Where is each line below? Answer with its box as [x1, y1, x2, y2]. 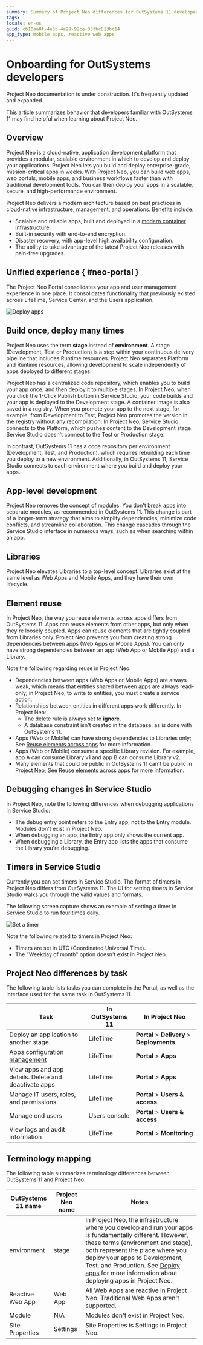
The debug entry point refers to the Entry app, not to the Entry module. [14, 818, 192, 825]
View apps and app [9, 1065, 64, 1074]
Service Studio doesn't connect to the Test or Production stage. [6, 431, 165, 438]
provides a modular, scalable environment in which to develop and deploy [6, 155, 190, 163]
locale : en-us [6, 20, 42, 26]
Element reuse [6, 598, 62, 608]
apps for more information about [85, 1269, 178, 1277]
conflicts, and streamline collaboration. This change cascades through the [6, 521, 192, 528]
